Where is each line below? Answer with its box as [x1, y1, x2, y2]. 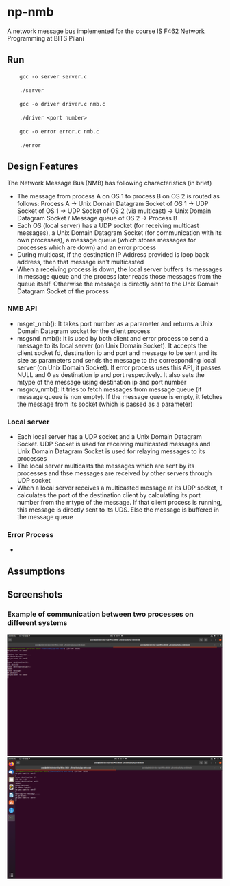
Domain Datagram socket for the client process [16, 327, 151, 335]
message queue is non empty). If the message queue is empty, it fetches [16, 392, 223, 400]
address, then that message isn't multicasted [16, 258, 144, 266]
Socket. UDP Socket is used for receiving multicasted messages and [16, 440, 211, 448]
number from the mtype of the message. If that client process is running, [16, 499, 222, 507]
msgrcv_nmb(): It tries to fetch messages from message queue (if [16, 385, 202, 394]
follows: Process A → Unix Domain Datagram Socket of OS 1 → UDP [16, 199, 209, 207]
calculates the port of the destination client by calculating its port [16, 491, 201, 499]
